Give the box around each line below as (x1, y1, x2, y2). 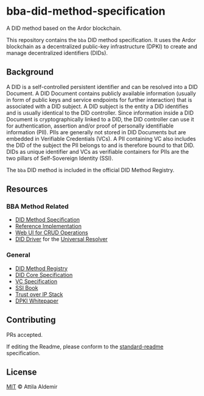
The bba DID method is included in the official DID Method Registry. (6, 166, 175, 173)
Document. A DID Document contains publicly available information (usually (6, 90, 196, 97)
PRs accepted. (6, 331, 43, 338)
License (6, 367, 37, 377)
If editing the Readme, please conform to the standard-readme (6, 343, 164, 350)
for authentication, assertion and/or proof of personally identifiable (6, 122, 174, 129)
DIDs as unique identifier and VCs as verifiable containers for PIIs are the (6, 148, 189, 155)
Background (6, 67, 54, 77)
